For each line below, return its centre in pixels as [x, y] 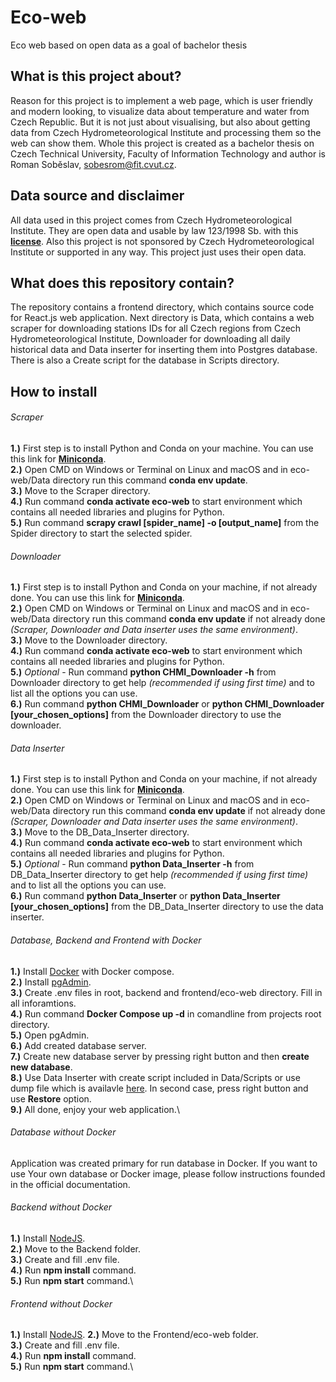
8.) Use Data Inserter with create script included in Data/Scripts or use [155, 1077]
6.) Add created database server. [78, 1045]
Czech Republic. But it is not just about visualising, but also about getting [160, 122]
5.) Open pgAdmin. [50, 1035]
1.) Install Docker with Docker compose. [92, 971]
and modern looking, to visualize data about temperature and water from [160, 111]
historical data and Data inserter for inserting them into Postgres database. [164, 350]
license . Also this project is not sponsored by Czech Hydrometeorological [162, 241]
